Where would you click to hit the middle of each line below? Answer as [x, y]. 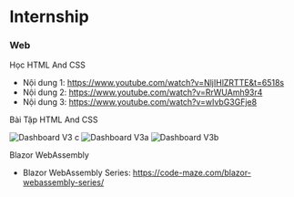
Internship [49, 17]
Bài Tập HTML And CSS [54, 119]
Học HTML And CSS [48, 65]
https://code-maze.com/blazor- [192, 173]
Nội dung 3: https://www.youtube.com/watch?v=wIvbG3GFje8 [140, 102]
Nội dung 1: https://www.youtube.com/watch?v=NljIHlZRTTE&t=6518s [153, 83]
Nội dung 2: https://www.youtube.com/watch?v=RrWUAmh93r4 [142, 92]
